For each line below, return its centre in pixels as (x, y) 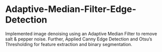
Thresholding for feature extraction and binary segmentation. (69, 44)
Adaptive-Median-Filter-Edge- (71, 9)
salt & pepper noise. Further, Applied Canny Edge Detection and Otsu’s (79, 39)
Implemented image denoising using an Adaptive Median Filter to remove (81, 33)
